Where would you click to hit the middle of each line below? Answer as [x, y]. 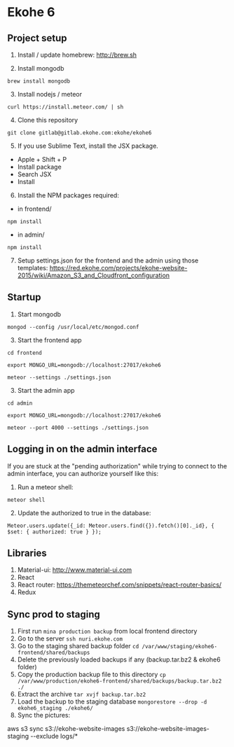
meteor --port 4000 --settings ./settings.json [78, 428]
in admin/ [31, 235]
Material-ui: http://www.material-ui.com [75, 570]
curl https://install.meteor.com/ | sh [66, 107]
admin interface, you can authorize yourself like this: [83, 473]
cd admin [20, 403]
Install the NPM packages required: [68, 195]
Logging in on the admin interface [82, 449]
